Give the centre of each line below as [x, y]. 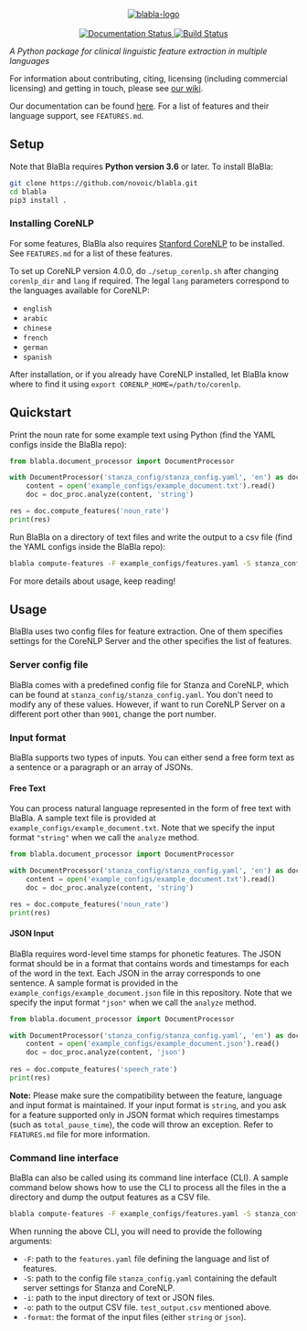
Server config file [49, 665]
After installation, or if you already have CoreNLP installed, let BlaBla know [149, 374]
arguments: [31, 1241]
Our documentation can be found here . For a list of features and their [139, 106]
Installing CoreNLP [52, 224]
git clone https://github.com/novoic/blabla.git [104, 183]
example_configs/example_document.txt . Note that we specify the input [143, 828]
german [35, 347]
